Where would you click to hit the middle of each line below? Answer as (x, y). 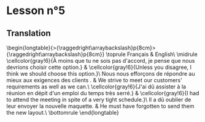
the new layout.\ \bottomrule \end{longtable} (63, 113)
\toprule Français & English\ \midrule (152, 54)
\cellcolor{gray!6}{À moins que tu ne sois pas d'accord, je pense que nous (101, 61)
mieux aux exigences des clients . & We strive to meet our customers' (94, 80)
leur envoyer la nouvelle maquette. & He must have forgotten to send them (100, 106)
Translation (29, 33)
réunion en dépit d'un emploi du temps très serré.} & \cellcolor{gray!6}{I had (103, 93)
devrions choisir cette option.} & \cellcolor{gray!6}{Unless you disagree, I (99, 67)
